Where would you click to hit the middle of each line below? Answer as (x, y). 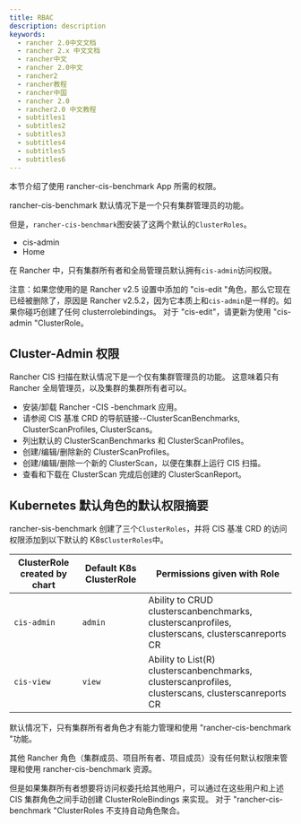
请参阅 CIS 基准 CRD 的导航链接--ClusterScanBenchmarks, (131, 419)
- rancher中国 (42, 92)
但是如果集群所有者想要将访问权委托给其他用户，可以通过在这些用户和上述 (146, 788)
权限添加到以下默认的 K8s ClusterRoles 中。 (89, 540)
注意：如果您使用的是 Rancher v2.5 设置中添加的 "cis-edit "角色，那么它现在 (150, 289)
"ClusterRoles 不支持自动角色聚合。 (119, 811)
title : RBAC (31, 17)
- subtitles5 (42, 151)
